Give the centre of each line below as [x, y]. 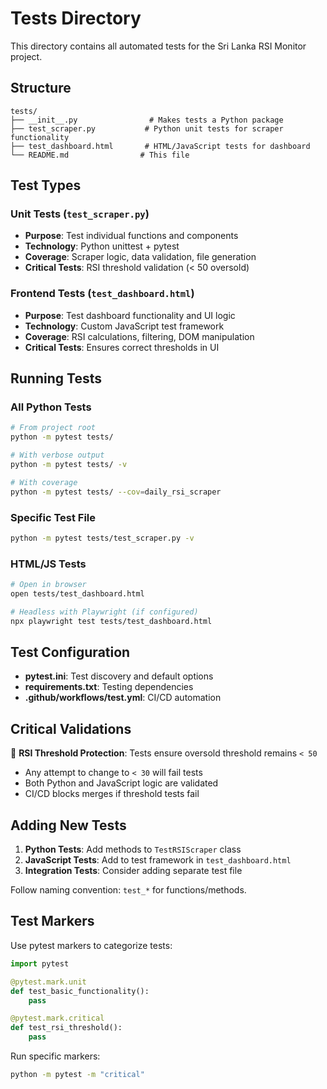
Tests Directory [76, 18]
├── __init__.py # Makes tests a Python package [147, 120]
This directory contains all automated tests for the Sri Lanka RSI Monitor [158, 46]
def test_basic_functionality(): [80, 991]
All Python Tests [51, 407]
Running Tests [56, 378]
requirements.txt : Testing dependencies [109, 687]
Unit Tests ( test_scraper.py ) [80, 214]
